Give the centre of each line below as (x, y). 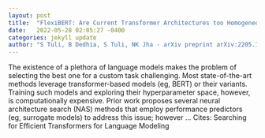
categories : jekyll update (52, 37)
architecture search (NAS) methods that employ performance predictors (125, 109)
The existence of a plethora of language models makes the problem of (122, 67)
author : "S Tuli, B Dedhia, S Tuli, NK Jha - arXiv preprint (111, 45)
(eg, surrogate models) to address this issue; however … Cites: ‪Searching (127, 117)
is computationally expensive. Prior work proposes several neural (114, 101)
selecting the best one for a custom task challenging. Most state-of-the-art (130, 76)
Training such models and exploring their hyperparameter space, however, (129, 92)
